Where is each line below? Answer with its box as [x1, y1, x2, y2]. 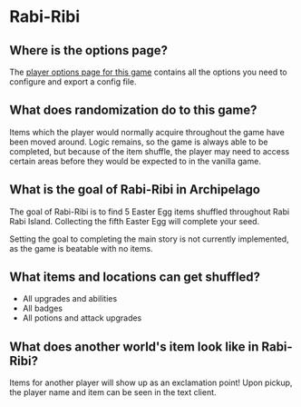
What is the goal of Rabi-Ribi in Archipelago [9, 182, 261, 197]
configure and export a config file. [9, 76, 138, 87]
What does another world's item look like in [9, 339, 259, 354]
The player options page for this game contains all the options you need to [9, 66, 287, 77]
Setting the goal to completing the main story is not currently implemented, [9, 233, 289, 244]
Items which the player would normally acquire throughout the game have [9, 126, 286, 137]
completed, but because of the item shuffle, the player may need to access [9, 145, 290, 156]
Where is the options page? [9, 43, 168, 58]
